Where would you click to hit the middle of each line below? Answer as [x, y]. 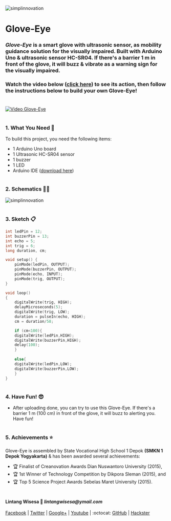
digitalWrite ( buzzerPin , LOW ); [47, 369]
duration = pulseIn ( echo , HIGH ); [50, 317]
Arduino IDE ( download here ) [43, 170]
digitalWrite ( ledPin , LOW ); [43, 364]
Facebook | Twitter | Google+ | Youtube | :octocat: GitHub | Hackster [78, 513]
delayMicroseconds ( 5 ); [39, 307]
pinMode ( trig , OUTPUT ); [40, 279]
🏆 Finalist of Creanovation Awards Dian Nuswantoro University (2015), [87, 466]
